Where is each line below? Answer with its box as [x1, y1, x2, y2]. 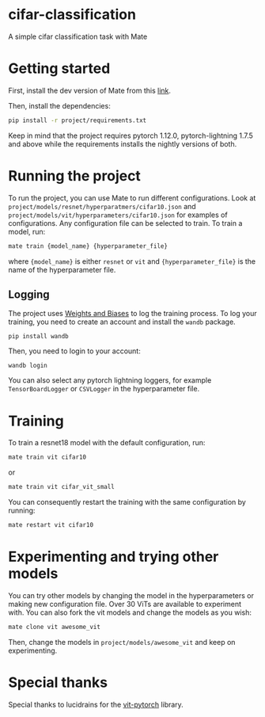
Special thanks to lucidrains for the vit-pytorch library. [8, 700, 184, 709]
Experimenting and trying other [8, 548, 219, 566]
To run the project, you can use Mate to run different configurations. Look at [8, 193, 256, 203]
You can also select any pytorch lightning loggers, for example [8, 376, 212, 385]
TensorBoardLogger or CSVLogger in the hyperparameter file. [8, 384, 200, 394]
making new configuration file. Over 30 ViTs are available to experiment [8, 599, 242, 608]
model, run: [8, 227, 46, 236]
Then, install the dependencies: [8, 101, 111, 110]
